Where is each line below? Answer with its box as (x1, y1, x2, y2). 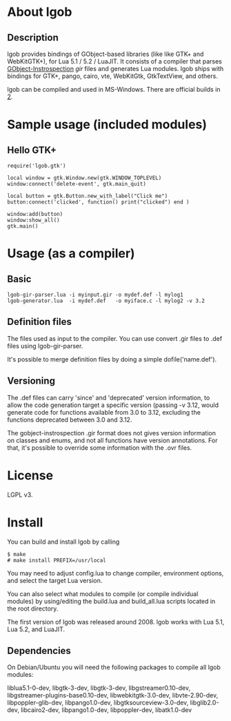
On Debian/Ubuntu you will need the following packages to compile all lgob (7, 663, 221, 671)
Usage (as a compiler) (7, 246, 136, 261)
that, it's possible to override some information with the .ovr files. (7, 443, 192, 452)
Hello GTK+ (7, 144, 57, 156)
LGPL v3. (7, 491, 33, 499)
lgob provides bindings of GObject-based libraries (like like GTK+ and (7, 50, 204, 58)
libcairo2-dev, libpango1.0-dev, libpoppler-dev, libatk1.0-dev (20, 706, 192, 714)
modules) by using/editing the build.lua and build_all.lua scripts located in (7, 597, 216, 605)
